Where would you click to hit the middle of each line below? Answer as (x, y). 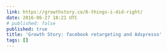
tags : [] (17, 40)
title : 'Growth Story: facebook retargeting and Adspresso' (84, 35)
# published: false (31, 23)
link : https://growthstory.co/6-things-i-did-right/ (75, 12)
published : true (27, 29)
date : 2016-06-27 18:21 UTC (42, 18)
